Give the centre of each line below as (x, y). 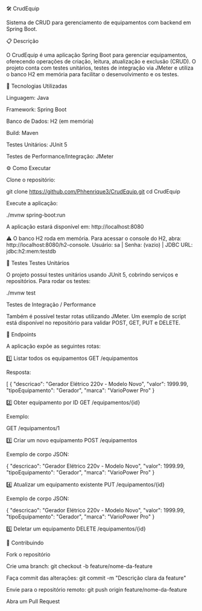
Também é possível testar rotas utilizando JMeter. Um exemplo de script (96, 316)
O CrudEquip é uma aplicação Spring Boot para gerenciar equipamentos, (97, 55)
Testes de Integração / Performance (51, 305)
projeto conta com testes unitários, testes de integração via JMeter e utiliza (100, 68)
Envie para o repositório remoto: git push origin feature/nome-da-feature (97, 590)
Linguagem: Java (28, 98)
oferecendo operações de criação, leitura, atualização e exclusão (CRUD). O (101, 61)
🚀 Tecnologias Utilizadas (37, 86)
